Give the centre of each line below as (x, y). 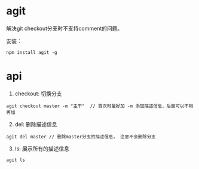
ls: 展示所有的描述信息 (42, 149)
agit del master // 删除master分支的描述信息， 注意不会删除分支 (81, 137)
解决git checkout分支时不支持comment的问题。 (65, 28)
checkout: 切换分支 (38, 93)
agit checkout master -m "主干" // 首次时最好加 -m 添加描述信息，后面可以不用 (100, 106)
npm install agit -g (32, 52)
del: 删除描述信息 (36, 124)
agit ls (16, 160)
